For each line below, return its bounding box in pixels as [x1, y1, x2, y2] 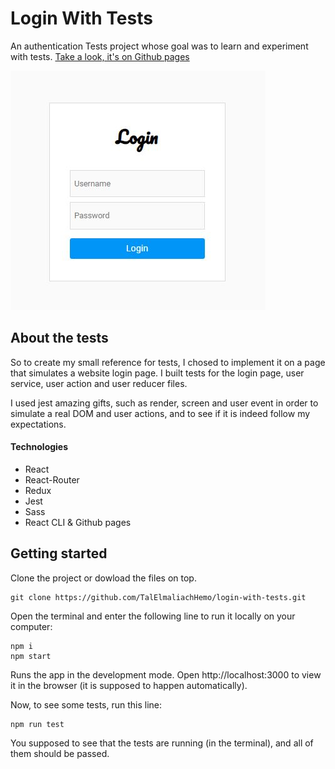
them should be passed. [10, 747, 110, 759]
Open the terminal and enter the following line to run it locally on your [10, 610, 296, 622]
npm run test [10, 719, 65, 729]
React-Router [24, 473, 80, 486]
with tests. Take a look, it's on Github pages [10, 50, 190, 62]
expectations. [10, 418, 67, 430]
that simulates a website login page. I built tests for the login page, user [10, 367, 305, 379]
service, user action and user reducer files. [10, 377, 188, 389]
